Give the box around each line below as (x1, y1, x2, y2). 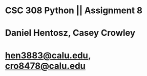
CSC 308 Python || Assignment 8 (5, 5, 143, 16)
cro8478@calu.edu (5, 60, 86, 71)
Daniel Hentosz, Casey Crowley (5, 27, 136, 39)
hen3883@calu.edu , (5, 50, 91, 61)
